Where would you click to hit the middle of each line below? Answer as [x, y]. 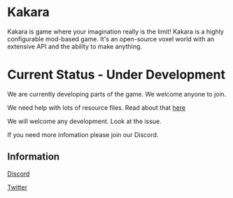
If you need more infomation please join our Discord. [83, 134]
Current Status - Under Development [116, 75]
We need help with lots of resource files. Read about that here [97, 107]
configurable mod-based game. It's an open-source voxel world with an [111, 38]
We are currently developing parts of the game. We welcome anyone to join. [117, 94]
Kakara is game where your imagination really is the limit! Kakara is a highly [115, 31]
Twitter [17, 187]
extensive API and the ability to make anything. [75, 46]
